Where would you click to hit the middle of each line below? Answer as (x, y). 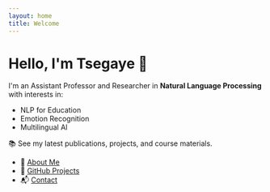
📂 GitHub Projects (50, 171)
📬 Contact (39, 180)
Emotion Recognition (55, 119)
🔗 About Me (40, 162)
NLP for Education (51, 110)
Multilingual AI (44, 127)
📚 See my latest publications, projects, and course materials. (110, 143)
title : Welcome (34, 23)
